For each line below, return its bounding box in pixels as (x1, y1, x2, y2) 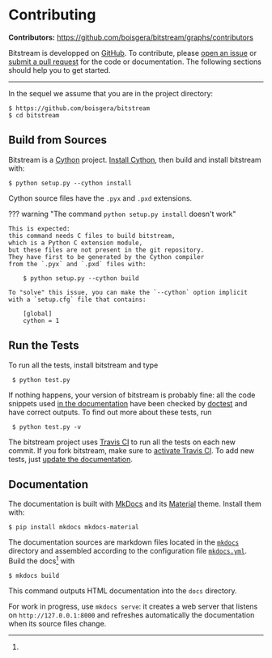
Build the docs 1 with (8, 554, 75, 566)
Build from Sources (8, 134, 108, 147)
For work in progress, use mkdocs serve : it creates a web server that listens (8, 601, 258, 612)
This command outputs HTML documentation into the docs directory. (8, 586, 237, 596)
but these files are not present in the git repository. (8, 245, 205, 254)
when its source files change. (8, 619, 107, 629)
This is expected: (8, 224, 70, 232)
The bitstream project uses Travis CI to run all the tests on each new (8, 437, 236, 447)
